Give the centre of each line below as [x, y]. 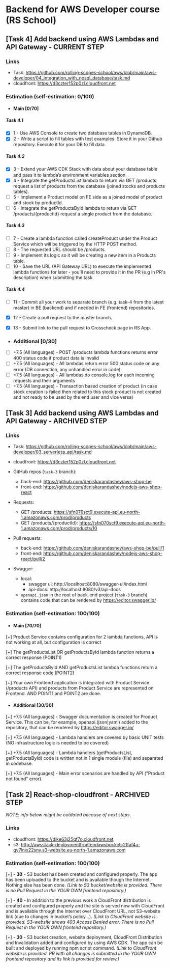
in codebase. [19, 763]
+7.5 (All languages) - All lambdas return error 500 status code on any [86, 364]
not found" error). [24, 779]
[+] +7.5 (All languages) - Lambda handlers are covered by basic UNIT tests [85, 737]
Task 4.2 [15, 156]
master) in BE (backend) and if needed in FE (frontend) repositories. [84, 308]
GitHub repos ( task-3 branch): [45, 472]
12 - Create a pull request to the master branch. [63, 317]
